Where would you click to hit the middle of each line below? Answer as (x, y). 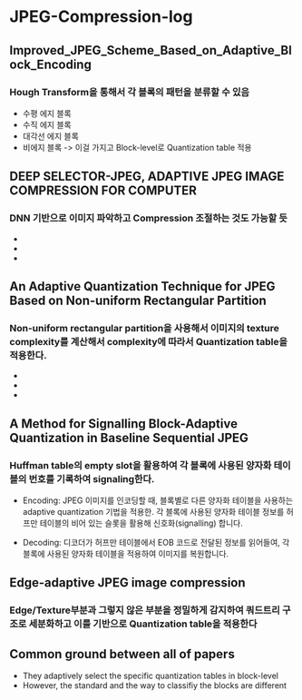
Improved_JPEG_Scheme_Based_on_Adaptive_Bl (151, 50)
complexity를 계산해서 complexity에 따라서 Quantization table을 (149, 341)
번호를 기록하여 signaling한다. (92, 478)
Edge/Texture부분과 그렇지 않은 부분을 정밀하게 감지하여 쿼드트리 (145, 610)
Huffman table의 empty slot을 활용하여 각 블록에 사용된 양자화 (141, 465)
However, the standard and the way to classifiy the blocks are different (155, 685)
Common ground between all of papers (122, 654)
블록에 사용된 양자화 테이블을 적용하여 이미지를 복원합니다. (126, 553)
